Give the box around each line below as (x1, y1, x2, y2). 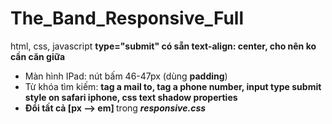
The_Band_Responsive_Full (10, 7, 244, 30)
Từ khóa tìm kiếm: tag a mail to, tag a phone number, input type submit (24, 80, 322, 92)
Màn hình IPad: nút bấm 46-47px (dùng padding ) (24, 70, 228, 82)
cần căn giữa (10, 50, 66, 62)
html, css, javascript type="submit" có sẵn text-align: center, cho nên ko (10, 40, 317, 52)
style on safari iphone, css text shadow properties (24, 91, 238, 103)
